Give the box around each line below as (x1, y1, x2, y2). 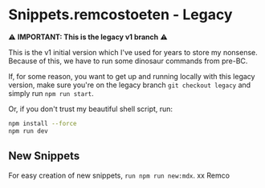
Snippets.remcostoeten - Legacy (8, 6, 233, 24)
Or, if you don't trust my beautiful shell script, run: (8, 104, 173, 114)
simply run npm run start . (8, 88, 94, 98)
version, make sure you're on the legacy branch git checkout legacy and (8, 80, 251, 90)
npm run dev (8, 126, 48, 135)
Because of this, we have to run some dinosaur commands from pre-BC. (8, 56, 248, 66)
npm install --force (8, 119, 78, 127)
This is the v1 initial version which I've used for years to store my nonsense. (8, 47, 259, 57)
